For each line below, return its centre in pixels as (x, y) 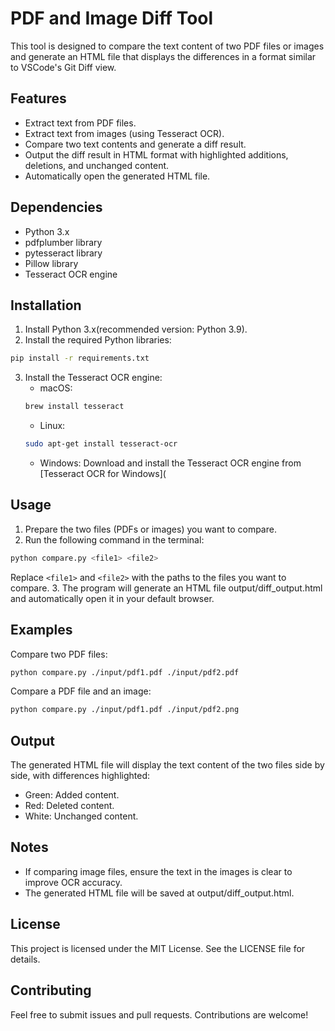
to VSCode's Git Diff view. (63, 67)
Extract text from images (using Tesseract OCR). (124, 133)
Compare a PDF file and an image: (81, 691)
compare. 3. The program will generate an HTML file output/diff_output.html (166, 588)
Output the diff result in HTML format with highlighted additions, (156, 154)
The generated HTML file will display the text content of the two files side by (167, 765)
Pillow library (51, 263)
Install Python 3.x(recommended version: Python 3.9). (136, 329)
